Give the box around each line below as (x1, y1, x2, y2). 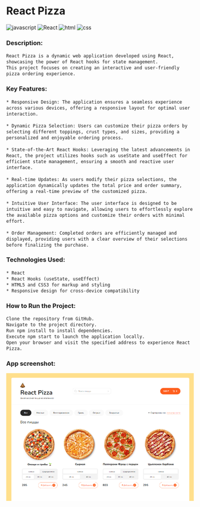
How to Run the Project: (6, 301, 76, 310)
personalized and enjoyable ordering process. (6, 135, 124, 141)
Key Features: (6, 85, 48, 93)
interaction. (6, 111, 39, 117)
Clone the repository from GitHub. (6, 316, 95, 322)
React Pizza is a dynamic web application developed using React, (6, 53, 174, 59)
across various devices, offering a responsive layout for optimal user (6, 105, 190, 111)
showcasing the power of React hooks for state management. (6, 59, 159, 65)
